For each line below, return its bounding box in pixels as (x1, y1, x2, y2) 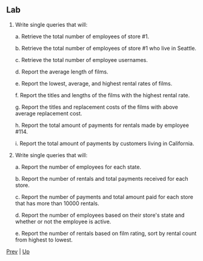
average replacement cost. (15, 109, 82, 117)
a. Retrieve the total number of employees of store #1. (15, 33, 150, 40)
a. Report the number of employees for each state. (15, 163, 141, 171)
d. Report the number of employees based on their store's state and (15, 211, 185, 219)
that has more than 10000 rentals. (15, 200, 99, 207)
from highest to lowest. (15, 236, 73, 243)
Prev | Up (6, 248, 30, 255)
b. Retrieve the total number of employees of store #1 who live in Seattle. (15, 44, 197, 52)
